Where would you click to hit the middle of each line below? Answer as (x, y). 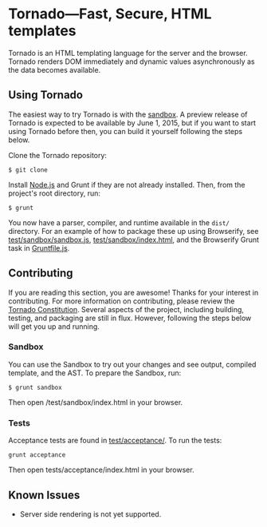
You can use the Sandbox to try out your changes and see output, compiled (132, 364)
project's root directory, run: (55, 193)
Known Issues (44, 495)
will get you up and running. (54, 326)
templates (43, 31)
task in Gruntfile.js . (39, 248)
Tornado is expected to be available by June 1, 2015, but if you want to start (132, 123)
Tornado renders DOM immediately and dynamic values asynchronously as (132, 61)
